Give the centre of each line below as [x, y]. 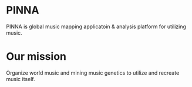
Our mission [36, 57]
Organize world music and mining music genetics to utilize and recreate [93, 73]
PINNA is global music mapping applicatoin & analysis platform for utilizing [96, 26]
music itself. [21, 79]
